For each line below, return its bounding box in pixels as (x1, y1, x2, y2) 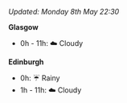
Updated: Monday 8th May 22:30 (8, 7, 120, 16)
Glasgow (8, 23, 39, 31)
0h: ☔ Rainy (19, 73, 60, 83)
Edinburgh (8, 57, 44, 67)
